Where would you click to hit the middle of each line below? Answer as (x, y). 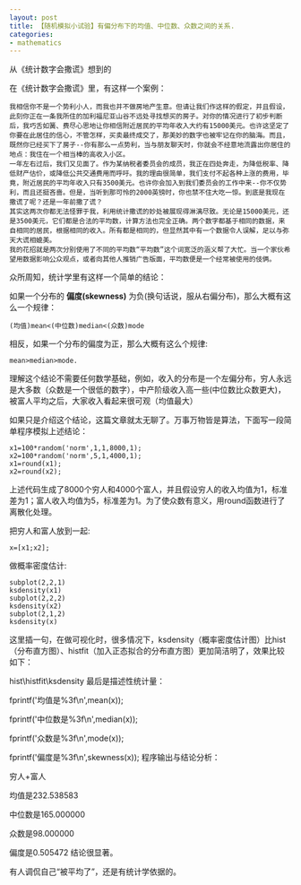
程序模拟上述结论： (52, 431)
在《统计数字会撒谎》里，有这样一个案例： (88, 88)
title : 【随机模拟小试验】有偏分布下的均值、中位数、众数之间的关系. (122, 26)
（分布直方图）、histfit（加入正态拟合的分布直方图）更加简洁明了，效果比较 (147, 651)
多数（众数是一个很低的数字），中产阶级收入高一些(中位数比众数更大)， (155, 390)
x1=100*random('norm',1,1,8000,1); (76, 448)
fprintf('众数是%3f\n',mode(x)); (67, 738)
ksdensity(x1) (36, 591)
